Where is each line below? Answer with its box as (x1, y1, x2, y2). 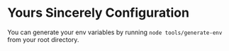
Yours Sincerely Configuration (7, 5, 190, 21)
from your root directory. (7, 35, 79, 43)
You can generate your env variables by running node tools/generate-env (7, 28, 223, 36)
